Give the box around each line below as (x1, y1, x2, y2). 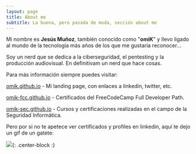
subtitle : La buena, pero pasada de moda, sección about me (6, 19, 158, 25)
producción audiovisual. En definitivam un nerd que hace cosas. (6, 60, 162, 67)
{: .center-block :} (12, 142, 55, 149)
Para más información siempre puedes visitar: (6, 71, 118, 78)
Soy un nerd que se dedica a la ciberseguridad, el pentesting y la (6, 54, 164, 61)
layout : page (6, 8, 38, 15)
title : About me (6, 14, 46, 20)
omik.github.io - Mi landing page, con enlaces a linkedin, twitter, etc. (6, 83, 172, 90)
